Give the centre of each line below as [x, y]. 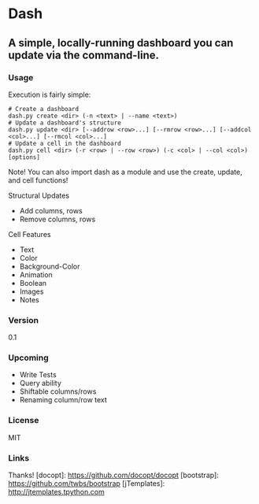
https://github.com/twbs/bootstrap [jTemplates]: [87, 484]
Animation [36, 274]
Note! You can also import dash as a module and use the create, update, [125, 172]
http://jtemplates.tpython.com [56, 492]
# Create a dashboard [44, 109]
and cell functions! [38, 180]
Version [24, 320]
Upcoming [28, 358]
